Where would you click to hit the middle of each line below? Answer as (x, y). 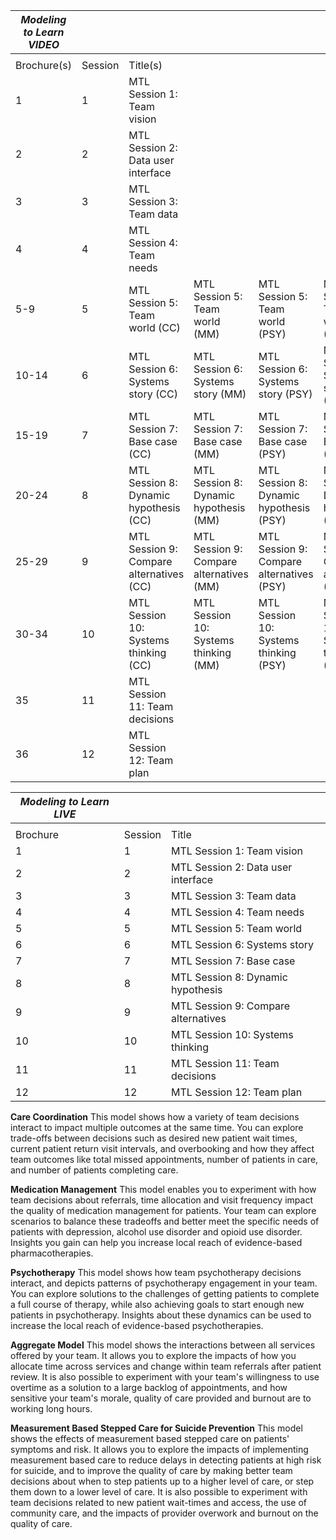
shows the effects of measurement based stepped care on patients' (150, 1438)
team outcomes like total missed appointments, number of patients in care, (164, 1159)
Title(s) (145, 65)
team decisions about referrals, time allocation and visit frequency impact (161, 1200)
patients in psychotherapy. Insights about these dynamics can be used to (161, 1315)
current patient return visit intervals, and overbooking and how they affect (162, 1148)
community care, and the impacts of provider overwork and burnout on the (164, 1513)
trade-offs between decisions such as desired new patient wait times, (154, 1138)
